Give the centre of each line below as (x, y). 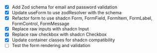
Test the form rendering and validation (51, 46)
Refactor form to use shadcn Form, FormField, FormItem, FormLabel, (82, 18)
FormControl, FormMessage (40, 24)
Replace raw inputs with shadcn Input (50, 29)
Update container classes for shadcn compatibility (63, 40)
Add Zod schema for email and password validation (65, 7)
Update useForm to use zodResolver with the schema (67, 13)
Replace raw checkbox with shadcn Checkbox (59, 34)
